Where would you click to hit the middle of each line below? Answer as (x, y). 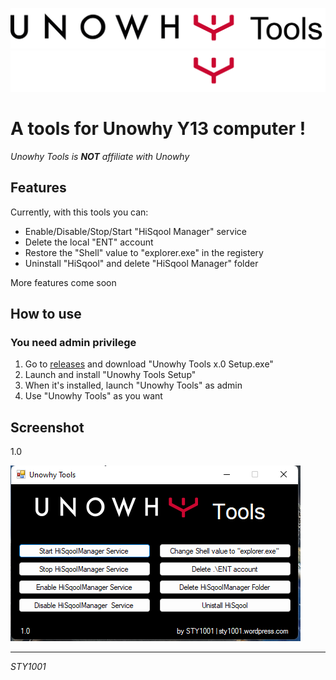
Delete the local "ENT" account (89, 242)
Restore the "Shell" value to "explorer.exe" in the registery (144, 252)
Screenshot (47, 427)
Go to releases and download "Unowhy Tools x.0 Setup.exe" (149, 364)
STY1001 (28, 667)
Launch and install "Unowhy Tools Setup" (110, 375)
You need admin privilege (73, 342)
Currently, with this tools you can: (79, 212)
